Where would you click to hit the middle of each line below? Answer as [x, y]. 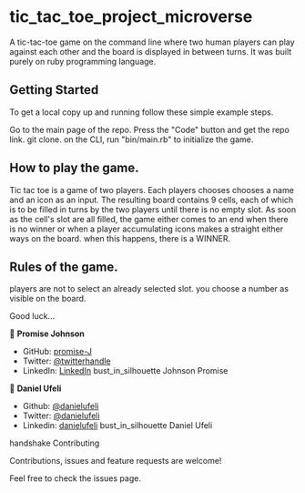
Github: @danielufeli [61, 406]
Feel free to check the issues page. [75, 478]
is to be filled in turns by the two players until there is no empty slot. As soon [153, 209]
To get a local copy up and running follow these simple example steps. [142, 112]
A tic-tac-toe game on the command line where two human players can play [152, 42]
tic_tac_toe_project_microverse [131, 17]
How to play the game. [74, 168]
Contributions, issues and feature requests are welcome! [116, 461]
